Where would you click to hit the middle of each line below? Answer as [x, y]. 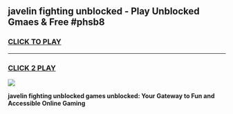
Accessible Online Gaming [47, 103]
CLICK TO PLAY [35, 42]
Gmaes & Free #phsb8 [56, 22]
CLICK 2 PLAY [32, 68]
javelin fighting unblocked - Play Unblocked [104, 11]
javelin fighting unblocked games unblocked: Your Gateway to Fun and [111, 95]
